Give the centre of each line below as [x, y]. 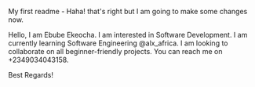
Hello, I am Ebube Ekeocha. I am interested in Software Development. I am [128, 35]
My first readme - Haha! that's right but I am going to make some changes [128, 11]
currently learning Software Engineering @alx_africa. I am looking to [118, 43]
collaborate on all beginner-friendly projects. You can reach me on [115, 51]
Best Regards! [31, 75]
